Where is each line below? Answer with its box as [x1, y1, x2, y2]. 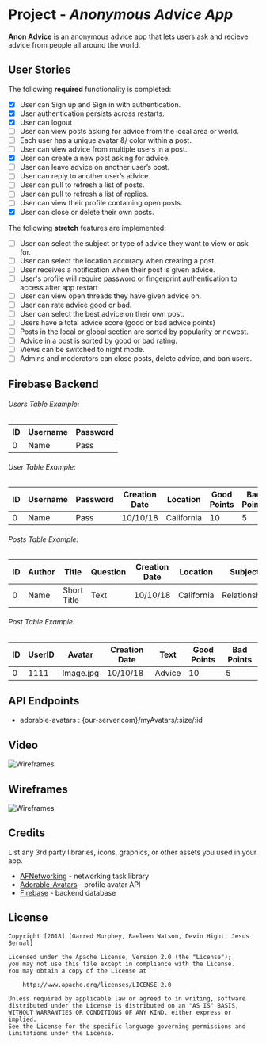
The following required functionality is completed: [8, 84, 172, 94]
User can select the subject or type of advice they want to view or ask [19, 238, 249, 248]
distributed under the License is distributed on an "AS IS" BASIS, [8, 1001, 239, 1009]
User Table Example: [8, 462, 77, 471]
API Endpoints [8, 694, 80, 708]
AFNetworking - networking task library [19, 871, 150, 881]
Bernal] [8, 938, 34, 947]
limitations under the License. [8, 1029, 115, 1037]
